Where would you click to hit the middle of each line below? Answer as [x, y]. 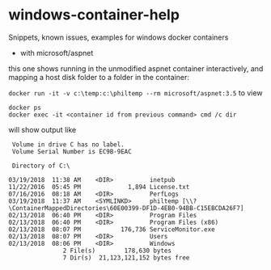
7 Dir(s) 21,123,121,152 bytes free [126, 257]
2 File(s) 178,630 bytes [117, 251]
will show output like [42, 129]
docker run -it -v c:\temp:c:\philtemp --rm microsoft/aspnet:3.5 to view [135, 93]
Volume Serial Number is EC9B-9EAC [72, 151]
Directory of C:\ [41, 166]
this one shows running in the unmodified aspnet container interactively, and [136, 68]
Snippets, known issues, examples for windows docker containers [119, 37]
